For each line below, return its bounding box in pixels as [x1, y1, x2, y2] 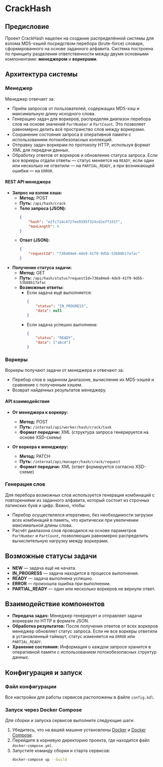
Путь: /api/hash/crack [19, 200, 66, 206]
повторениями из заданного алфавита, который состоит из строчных [5, 497, 150, 503]
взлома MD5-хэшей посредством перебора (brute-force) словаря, [5, 41, 144, 46]
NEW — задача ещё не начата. [12, 565, 77, 571]
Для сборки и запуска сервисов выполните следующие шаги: [5, 718, 135, 724]
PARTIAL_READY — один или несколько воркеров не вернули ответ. [12, 586, 155, 592]
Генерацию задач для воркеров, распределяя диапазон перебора [12, 116, 151, 122]
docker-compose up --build [12, 757, 67, 762]
